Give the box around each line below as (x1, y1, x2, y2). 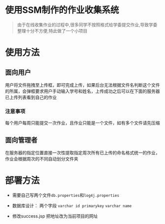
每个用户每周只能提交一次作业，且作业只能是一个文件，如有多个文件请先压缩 (5, 120, 160, 126)
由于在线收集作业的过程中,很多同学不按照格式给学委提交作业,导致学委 (17, 22, 158, 28)
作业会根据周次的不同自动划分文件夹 (5, 156, 79, 162)
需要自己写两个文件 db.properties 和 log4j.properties (12, 192, 119, 198)
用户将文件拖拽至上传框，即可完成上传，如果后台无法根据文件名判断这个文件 (5, 82, 160, 88)
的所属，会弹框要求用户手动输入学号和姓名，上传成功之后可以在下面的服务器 (5, 88, 160, 94)
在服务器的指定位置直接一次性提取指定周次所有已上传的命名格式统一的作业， (5, 150, 160, 156)
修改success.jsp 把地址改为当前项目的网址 (12, 213, 98, 219)
